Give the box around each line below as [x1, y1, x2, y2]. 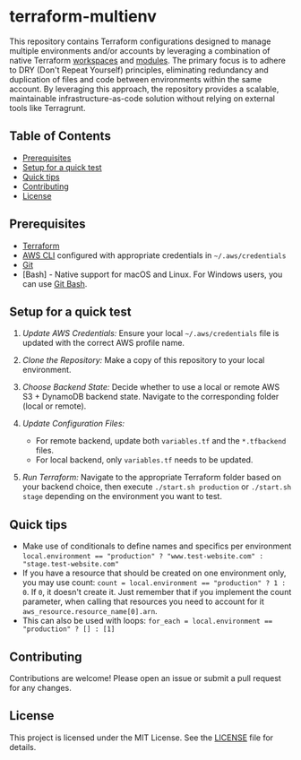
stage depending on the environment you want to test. [21, 491, 222, 502]
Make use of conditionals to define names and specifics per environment [21, 540, 292, 552]
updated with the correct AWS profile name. [21, 338, 185, 349]
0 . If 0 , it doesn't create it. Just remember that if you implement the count [21, 587, 292, 598]
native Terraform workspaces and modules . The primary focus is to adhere [9, 55, 287, 65]
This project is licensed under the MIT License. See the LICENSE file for [9, 732, 274, 743]
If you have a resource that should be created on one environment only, [21, 567, 287, 579]
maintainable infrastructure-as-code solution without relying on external [9, 92, 276, 104]
